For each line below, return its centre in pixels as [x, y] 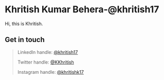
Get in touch [25, 40]
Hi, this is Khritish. [24, 24]
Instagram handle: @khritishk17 [51, 72]
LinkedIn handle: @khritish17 [48, 52]
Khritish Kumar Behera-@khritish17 [82, 9]
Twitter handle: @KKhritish [45, 62]
